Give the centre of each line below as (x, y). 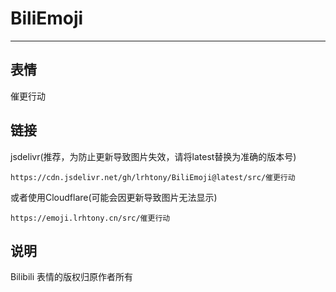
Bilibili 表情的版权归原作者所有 (72, 277)
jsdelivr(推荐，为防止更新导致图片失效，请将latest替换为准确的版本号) (153, 156)
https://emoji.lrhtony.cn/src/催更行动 (90, 218)
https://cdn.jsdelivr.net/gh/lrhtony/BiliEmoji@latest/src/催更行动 (153, 177)
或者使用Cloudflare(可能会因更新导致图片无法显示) (114, 197)
